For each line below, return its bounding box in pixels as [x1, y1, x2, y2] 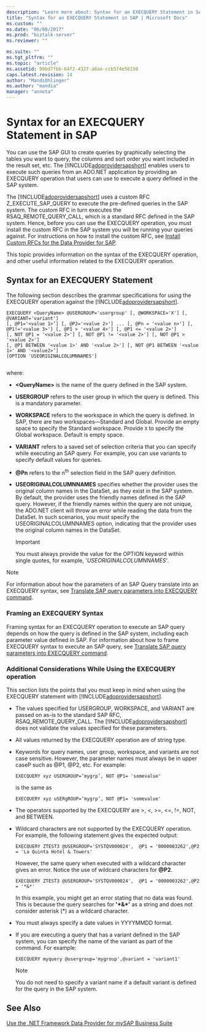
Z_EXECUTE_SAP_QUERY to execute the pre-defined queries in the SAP [6, 199, 188, 207]
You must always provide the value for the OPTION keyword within [15, 550, 184, 558]
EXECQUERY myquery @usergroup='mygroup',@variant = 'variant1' [15, 956, 181, 962]
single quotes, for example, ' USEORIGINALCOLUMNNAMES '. [15, 557, 169, 564]
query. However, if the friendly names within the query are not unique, [15, 501, 193, 508]
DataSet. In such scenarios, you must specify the [15, 513, 140, 521]
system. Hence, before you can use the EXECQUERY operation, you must [6, 219, 192, 226]
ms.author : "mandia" [6, 83, 59, 89]
